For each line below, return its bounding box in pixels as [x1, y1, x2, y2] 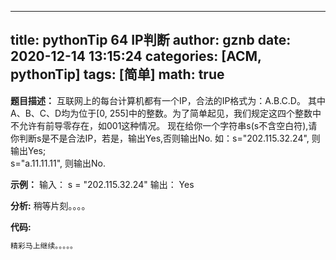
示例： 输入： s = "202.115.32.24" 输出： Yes [10, 178, 195, 190]
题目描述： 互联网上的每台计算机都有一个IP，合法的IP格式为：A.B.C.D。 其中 [10, 94, 326, 106]
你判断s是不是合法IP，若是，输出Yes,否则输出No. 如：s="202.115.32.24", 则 [10, 132, 321, 144]
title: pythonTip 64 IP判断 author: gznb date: [10, 32, 292, 49]
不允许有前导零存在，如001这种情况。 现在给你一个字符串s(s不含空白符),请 [10, 119, 318, 131]
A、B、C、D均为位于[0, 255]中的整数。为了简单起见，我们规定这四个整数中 [10, 107, 322, 119]
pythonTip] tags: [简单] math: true [10, 66, 225, 83]
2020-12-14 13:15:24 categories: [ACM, [10, 48, 262, 65]
